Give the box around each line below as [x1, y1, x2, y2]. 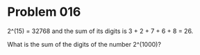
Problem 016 [7, 4, 81, 20]
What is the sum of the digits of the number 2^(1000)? [7, 40, 162, 48]
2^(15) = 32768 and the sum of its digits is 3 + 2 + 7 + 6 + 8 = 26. [7, 27, 194, 35]
